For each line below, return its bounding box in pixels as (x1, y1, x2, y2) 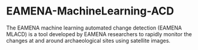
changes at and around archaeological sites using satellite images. (6, 37, 171, 44)
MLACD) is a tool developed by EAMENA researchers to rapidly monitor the (6, 30, 192, 37)
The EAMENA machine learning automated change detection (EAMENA (6, 24, 182, 31)
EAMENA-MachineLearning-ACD (6, 4, 174, 18)
